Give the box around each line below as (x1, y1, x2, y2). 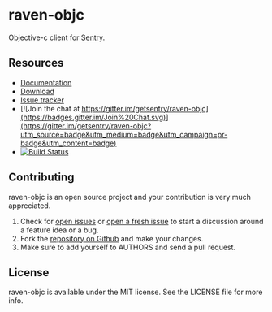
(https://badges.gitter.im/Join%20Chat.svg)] (19, 112, 169, 122)
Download (19, 86, 55, 96)
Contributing (8, 171, 75, 184)
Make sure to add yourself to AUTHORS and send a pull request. (19, 242, 236, 252)
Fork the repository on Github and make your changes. (19, 233, 204, 243)
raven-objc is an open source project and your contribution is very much (8, 192, 252, 201)
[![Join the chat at (19, 103, 80, 113)
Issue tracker (19, 95, 65, 105)
